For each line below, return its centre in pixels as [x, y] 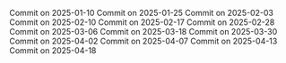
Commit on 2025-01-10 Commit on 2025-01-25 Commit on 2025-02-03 [141, 13]
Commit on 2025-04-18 [53, 51]
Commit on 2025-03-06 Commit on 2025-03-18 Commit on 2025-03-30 [143, 31]
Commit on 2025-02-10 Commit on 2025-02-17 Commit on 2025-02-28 [142, 22]
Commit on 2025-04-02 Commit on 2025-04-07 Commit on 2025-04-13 [143, 41]
